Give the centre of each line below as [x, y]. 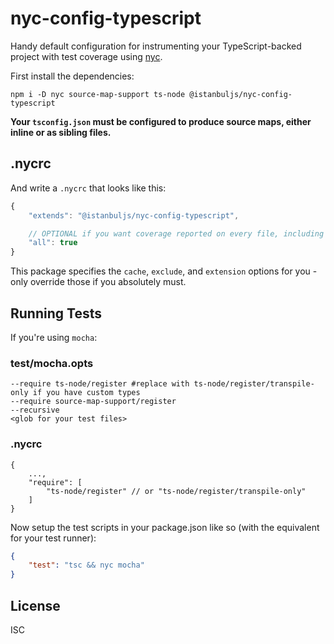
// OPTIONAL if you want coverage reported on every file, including [176, 233]
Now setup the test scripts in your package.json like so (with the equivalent [165, 527]
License [35, 605]
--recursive [35, 410]
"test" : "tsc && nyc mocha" [86, 565]
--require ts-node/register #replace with [100, 384]
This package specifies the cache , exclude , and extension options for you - [164, 271]
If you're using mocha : [54, 337]
